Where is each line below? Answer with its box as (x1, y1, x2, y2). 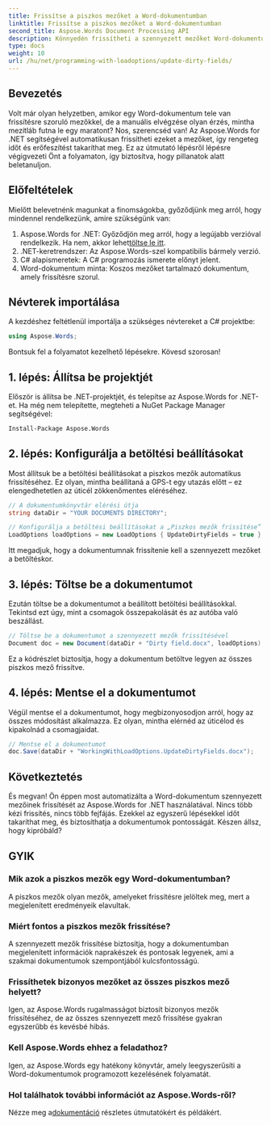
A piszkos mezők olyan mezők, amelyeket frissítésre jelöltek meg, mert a (8, 891, 250, 901)
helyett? (8, 987, 42, 998)
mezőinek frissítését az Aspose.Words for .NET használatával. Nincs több (8, 800, 252, 810)
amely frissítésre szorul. (19, 272, 100, 281)
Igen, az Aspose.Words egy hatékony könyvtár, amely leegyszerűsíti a (8, 1060, 241, 1070)
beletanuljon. (8, 159, 52, 170)
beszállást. (8, 616, 44, 626)
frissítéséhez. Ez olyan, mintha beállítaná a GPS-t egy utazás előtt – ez (8, 477, 243, 487)
